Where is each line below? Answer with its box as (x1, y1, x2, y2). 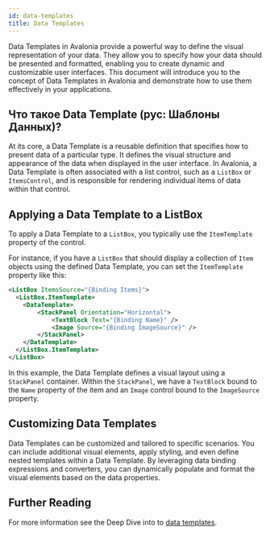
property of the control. (8, 238, 86, 247)
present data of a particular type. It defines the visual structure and (8, 150, 231, 160)
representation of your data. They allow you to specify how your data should (8, 50, 262, 60)
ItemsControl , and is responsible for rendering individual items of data (8, 176, 242, 185)
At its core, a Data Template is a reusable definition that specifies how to (8, 142, 248, 151)
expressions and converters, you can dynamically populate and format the (8, 464, 255, 474)
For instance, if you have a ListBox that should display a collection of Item (8, 253, 254, 263)
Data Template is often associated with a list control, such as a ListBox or (8, 167, 251, 177)
